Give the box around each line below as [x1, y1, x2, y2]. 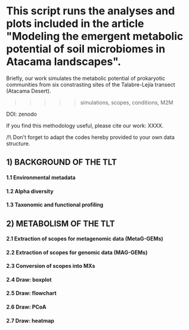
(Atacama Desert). [6, 87, 52, 94]
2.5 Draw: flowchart [6, 289, 57, 297]
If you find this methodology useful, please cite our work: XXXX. [6, 122, 164, 129]
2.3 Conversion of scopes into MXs [6, 263, 95, 270]
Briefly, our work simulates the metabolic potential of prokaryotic [6, 75, 166, 82]
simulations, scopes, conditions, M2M [80, 98, 173, 106]
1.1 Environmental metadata [6, 174, 76, 181]
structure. [6, 140, 30, 147]
